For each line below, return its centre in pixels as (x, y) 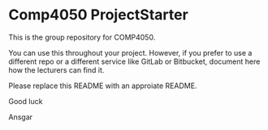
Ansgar (21, 117)
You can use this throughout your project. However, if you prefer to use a (130, 52)
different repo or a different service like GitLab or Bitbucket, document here (134, 61)
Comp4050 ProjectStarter (98, 15)
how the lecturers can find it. (56, 69)
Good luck (26, 101)
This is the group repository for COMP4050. (82, 37)
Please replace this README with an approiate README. (103, 86)
